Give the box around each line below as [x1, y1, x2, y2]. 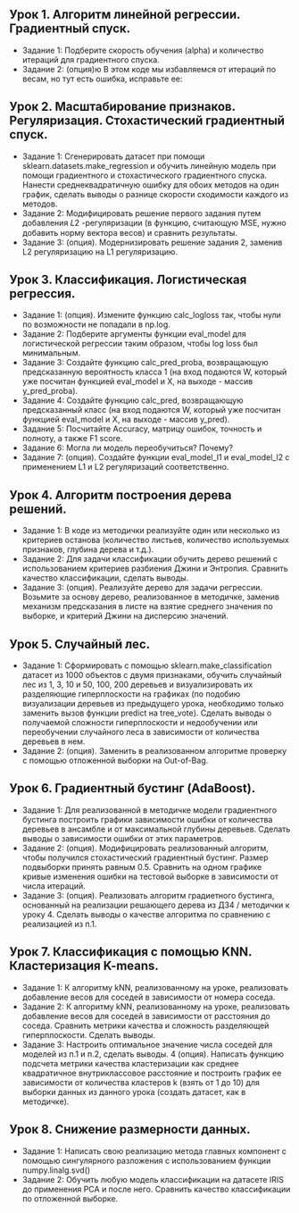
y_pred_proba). [21, 386, 79, 397]
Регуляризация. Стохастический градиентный [9, 113, 286, 129]
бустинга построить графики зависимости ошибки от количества [21, 814, 273, 824]
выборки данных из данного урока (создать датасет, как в [21, 1086, 246, 1097]
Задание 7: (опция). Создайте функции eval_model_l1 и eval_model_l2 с [21, 452, 290, 463]
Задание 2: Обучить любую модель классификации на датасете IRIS [21, 1174, 284, 1184]
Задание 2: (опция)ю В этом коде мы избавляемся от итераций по [21, 63, 277, 74]
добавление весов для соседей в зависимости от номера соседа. [21, 991, 276, 1002]
